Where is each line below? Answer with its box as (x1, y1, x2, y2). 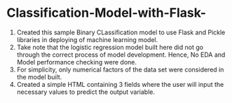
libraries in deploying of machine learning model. (16, 35, 158, 43)
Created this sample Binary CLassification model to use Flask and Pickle (16, 28, 226, 36)
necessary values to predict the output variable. (16, 88, 156, 96)
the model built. (16, 72, 62, 81)
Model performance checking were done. (16, 57, 137, 66)
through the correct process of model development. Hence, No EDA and (16, 50, 226, 59)
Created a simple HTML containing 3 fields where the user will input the (16, 80, 224, 88)
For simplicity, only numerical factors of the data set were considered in (16, 65, 224, 74)
